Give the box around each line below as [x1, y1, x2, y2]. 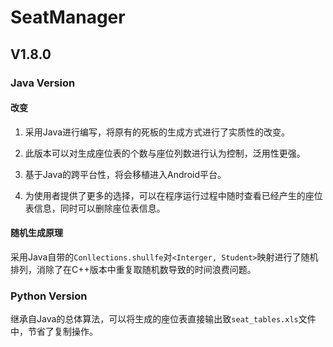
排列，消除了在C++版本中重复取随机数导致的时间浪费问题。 [10, 263, 257, 275]
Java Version [10, 76, 76, 90]
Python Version [10, 289, 88, 303]
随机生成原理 [10, 227, 63, 239]
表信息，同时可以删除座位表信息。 [24, 202, 166, 214]
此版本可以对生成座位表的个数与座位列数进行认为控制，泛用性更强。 [24, 147, 306, 159]
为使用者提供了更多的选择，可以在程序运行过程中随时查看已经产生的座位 [24, 189, 323, 201]
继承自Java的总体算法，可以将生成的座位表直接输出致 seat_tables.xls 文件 [10, 313, 317, 325]
